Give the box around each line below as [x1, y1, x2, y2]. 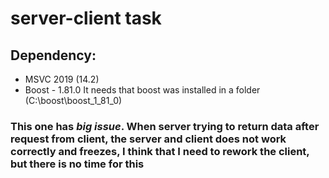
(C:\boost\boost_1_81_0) [24, 95, 123, 106]
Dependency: [10, 47, 97, 64]
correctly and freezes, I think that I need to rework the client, [10, 144, 310, 158]
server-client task [10, 7, 162, 30]
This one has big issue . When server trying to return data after [10, 119, 320, 133]
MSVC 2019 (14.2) [24, 73, 100, 85]
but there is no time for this [10, 157, 145, 171]
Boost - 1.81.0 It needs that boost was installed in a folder [24, 84, 261, 96]
